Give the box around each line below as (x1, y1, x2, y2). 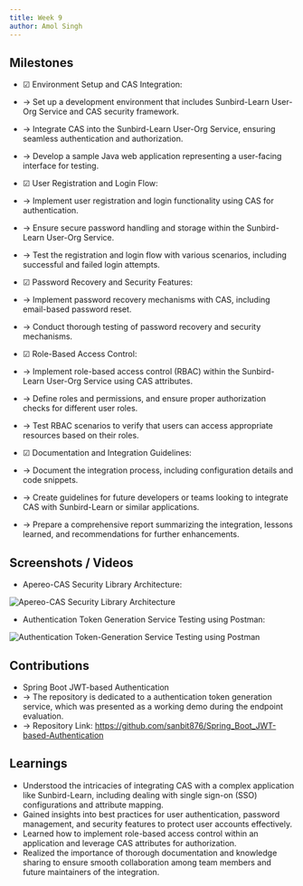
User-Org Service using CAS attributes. (46, 376, 194, 387)
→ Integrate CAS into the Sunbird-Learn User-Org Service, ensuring (22, 124, 276, 135)
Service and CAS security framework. (39, 106, 179, 118)
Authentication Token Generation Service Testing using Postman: (22, 614, 266, 625)
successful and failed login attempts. (22, 259, 160, 270)
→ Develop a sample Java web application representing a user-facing (22, 151, 282, 162)
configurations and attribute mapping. (22, 799, 165, 810)
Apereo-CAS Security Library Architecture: (22, 580, 183, 590)
